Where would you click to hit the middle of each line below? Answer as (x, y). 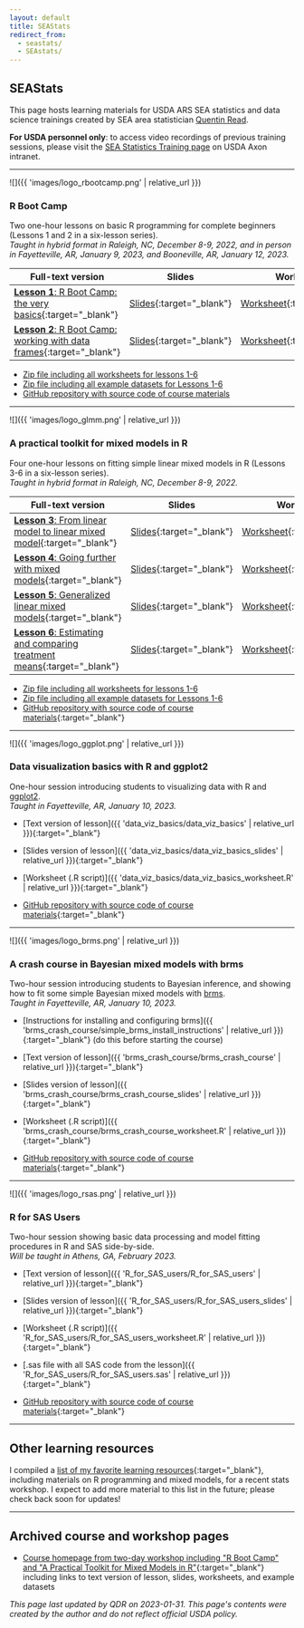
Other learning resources (82, 1448)
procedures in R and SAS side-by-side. (82, 1247)
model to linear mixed (60, 531)
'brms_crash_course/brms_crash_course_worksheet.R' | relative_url (148, 1131)
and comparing (46, 643)
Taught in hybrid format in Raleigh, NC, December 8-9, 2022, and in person (151, 245)
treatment (35, 655)
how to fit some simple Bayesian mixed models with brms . (118, 994)
